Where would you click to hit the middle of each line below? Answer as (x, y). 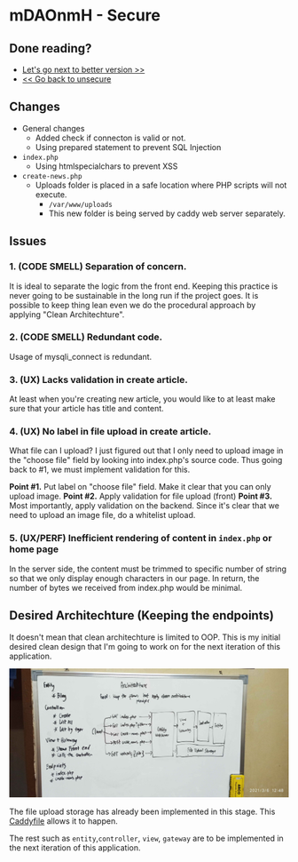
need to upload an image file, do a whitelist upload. (102, 515)
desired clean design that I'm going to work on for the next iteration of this (145, 646)
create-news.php (52, 176)
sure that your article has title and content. (86, 409)
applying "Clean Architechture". (67, 314)
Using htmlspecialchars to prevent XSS (106, 166)
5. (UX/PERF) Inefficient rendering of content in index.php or (141, 539)
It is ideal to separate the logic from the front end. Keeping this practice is (144, 286)
